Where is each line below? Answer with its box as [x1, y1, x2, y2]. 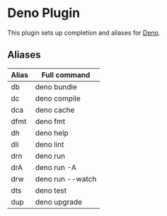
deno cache [35, 105, 75, 115]
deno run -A [35, 162, 76, 172]
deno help [35, 127, 69, 137]
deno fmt [35, 116, 66, 126]
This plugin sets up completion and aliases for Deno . [7, 28, 161, 37]
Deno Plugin [7, 5, 81, 21]
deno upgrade [35, 197, 83, 207]
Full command [41, 69, 91, 79]
